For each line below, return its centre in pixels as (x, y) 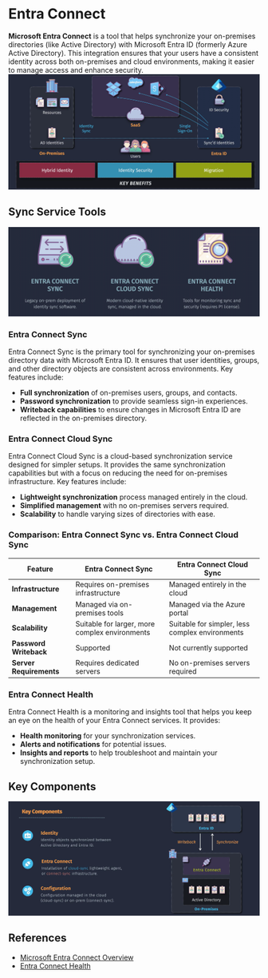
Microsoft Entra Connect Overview (77, 957)
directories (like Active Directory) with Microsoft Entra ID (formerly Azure (128, 44)
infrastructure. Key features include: (67, 482)
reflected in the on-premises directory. (83, 418)
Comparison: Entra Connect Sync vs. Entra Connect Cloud (124, 535)
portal (179, 613)
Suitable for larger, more (115, 623)
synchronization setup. (57, 761)
